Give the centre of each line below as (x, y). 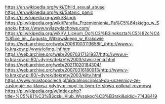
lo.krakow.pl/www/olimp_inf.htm (38, 49)
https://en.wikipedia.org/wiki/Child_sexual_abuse (55, 7)
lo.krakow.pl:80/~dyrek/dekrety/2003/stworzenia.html (60, 59)
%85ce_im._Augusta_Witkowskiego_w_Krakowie (54, 38)
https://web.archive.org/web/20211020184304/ (53, 65)
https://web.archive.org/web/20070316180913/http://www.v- (67, 70)
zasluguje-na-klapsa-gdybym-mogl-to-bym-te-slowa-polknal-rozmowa (78, 86)
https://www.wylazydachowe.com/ (54, 28)
